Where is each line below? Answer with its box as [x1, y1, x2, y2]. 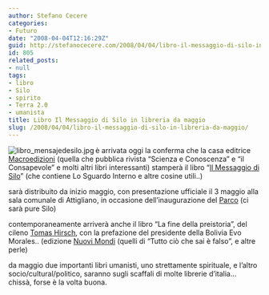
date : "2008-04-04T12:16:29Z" [8, 34, 110, 42]
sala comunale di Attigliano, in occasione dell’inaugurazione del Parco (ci [8, 195, 249, 204]
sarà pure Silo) [8, 204, 57, 213]
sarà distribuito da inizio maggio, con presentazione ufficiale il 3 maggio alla [8, 186, 259, 196]
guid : [8, 42, 26, 50]
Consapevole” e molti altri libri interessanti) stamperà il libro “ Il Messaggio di [8, 162, 260, 172]
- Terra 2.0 [8, 101, 48, 109]
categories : [8, 19, 48, 27]
